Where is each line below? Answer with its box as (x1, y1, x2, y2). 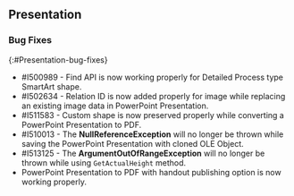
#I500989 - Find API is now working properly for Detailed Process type (21, 72, 283, 82)
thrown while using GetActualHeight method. (21, 157, 187, 168)
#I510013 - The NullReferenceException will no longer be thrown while (21, 129, 284, 140)
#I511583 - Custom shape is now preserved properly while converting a (21, 109, 285, 120)
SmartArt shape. (21, 81, 82, 92)
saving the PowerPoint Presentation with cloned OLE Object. (21, 138, 244, 149)
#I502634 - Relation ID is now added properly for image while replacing (21, 90, 286, 101)
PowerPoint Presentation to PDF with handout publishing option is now (21, 166, 282, 177)
